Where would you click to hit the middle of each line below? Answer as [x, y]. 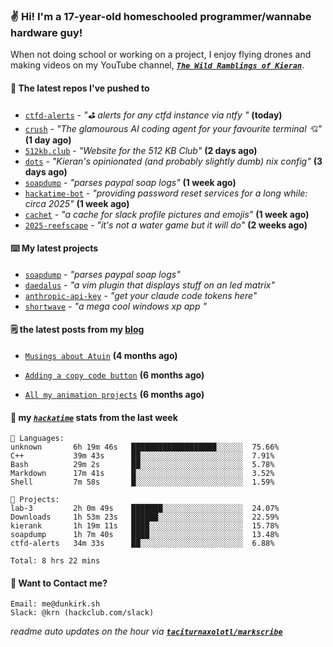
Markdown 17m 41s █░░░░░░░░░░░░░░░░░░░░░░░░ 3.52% [142, 474]
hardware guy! [46, 32]
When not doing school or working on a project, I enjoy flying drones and [161, 55]
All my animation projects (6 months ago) [114, 394]
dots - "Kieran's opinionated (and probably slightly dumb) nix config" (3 [173, 161]
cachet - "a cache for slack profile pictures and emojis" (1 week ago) [167, 214]
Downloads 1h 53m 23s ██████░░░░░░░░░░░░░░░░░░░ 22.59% [145, 517]
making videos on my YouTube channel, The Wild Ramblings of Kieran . [157, 65]
